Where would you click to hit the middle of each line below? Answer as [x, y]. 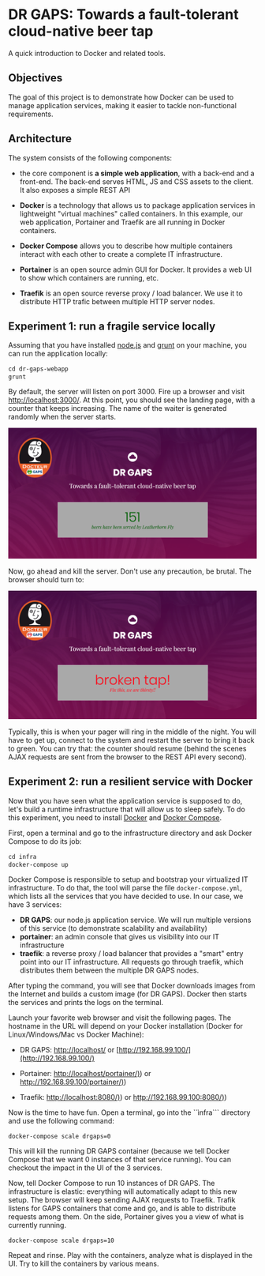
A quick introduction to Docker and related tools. [87, 53]
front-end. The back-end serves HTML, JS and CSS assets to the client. [136, 181]
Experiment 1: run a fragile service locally [112, 326]
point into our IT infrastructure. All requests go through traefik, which [132, 962]
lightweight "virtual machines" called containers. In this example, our [131, 213]
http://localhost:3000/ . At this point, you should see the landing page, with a [132, 400]
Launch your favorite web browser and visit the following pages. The [119, 1018]
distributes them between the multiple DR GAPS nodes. [109, 970]
